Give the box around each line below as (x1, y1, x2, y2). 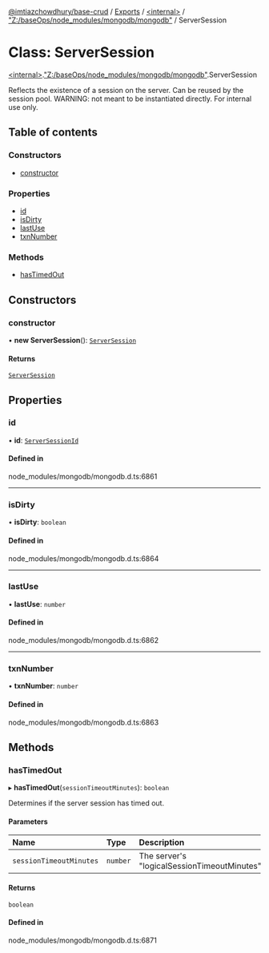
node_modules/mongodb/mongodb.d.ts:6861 (8, 472, 158, 481)
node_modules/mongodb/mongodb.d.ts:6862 (8, 636, 159, 644)
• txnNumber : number (8, 681, 78, 691)
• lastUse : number (8, 599, 66, 608)
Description (139, 837, 185, 848)
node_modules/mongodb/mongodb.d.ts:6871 (8, 935, 158, 945)
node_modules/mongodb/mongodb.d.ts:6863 (8, 717, 159, 727)
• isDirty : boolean (8, 517, 66, 527)
